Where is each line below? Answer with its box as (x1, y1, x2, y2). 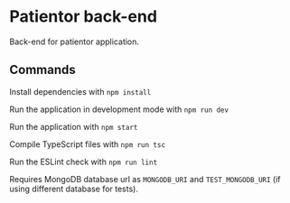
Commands (9, 62, 77, 78)
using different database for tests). (9, 183, 138, 194)
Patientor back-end (9, 6, 158, 27)
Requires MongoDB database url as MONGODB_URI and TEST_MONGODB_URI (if (9, 173, 282, 184)
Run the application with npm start (9, 121, 138, 132)
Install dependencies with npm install (9, 86, 152, 97)
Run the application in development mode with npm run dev (9, 104, 229, 115)
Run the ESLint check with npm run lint (9, 156, 158, 167)
